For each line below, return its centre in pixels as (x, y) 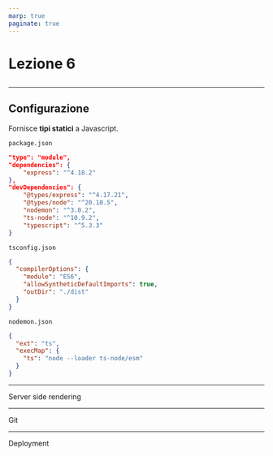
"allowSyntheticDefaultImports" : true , (91, 285)
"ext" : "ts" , (38, 343)
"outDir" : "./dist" (56, 292)
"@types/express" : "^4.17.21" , (76, 196)
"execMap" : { (38, 351)
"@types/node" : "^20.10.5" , (70, 203)
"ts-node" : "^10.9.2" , (61, 217)
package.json (30, 143)
